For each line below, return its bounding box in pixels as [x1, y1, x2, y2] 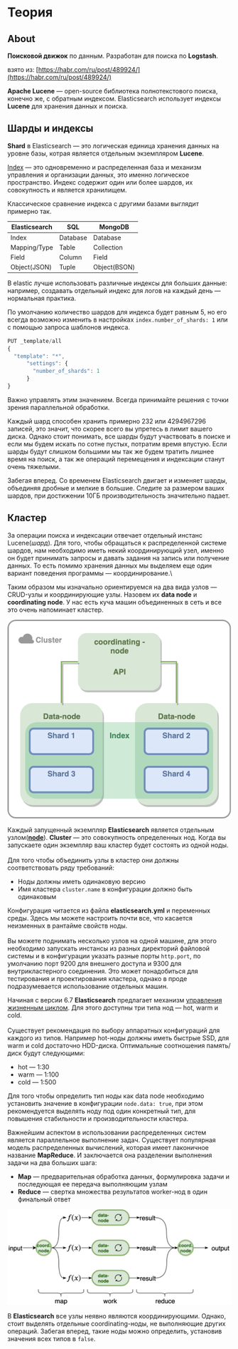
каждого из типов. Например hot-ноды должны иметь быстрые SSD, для [7, 1033, 229, 1042]
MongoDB [99, 222, 129, 232]
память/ [206, 1041, 231, 1050]
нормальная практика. [7, 294, 77, 302]
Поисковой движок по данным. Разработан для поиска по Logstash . [7, 51, 219, 60]
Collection [93, 243, 123, 252]
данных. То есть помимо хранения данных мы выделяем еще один [7, 561, 212, 570]
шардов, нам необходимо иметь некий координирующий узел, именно [7, 546, 225, 555]
